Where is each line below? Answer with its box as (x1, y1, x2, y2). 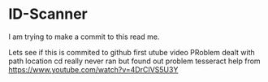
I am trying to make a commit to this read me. (8, 32, 160, 41)
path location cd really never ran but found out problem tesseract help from (8, 56, 262, 66)
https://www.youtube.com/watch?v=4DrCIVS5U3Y (8, 64, 179, 74)
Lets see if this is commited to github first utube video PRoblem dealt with (8, 47, 256, 57)
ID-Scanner (8, 5, 88, 24)
